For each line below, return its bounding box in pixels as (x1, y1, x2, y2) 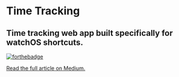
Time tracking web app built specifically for (6, 28, 173, 38)
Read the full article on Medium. (6, 64, 86, 72)
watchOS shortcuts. (6, 37, 83, 47)
